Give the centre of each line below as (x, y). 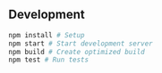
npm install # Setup (47, 35)
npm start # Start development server (81, 44)
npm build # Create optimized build (77, 52)
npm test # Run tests (49, 60)
